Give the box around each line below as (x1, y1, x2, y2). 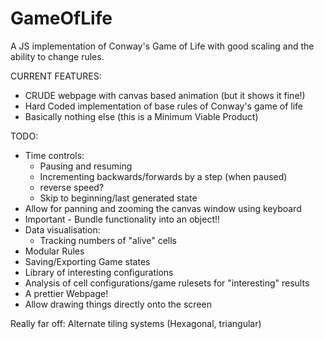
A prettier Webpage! (24, 287, 109, 299)
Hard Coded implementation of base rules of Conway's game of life (24, 100, 303, 112)
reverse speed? (39, 181, 105, 193)
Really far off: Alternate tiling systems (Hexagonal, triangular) (10, 317, 262, 329)
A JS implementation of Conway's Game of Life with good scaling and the (10, 40, 315, 52)
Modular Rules (24, 245, 85, 257)
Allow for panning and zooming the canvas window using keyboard (24, 202, 302, 214)
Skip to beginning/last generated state (39, 192, 198, 204)
